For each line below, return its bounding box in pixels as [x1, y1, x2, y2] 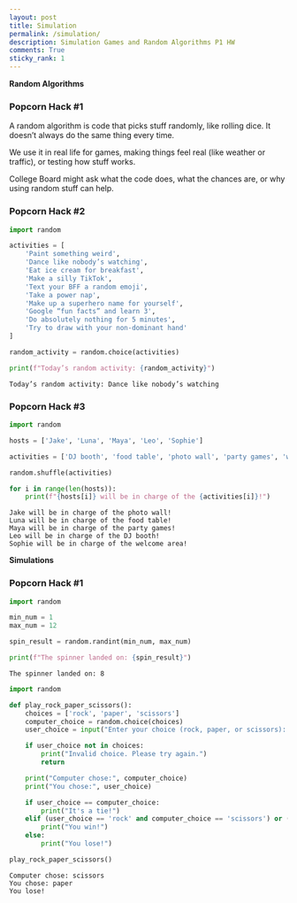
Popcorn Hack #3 [9, 400, 86, 413]
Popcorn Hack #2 [9, 205, 86, 218]
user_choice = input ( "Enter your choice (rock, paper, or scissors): [25, 725, 287, 735]
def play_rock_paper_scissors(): [9, 700, 133, 709]
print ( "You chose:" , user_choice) [25, 782, 152, 791]
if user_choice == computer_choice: [25, 798, 161, 807]
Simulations [9, 555, 55, 566]
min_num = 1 [9, 613, 53, 622]
